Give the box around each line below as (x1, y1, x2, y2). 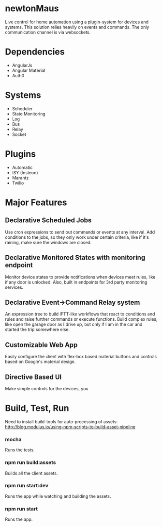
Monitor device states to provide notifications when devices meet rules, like (5, 274, 156, 280)
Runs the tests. (5, 447, 35, 453)
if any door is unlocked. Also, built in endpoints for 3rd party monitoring (5, 279, 147, 285)
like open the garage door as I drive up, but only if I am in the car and (5, 321, 143, 328)
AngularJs (12, 62, 32, 68)
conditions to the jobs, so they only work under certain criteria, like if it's (5, 234, 149, 240)
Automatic (12, 165, 33, 170)
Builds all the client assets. (5, 470, 58, 476)
